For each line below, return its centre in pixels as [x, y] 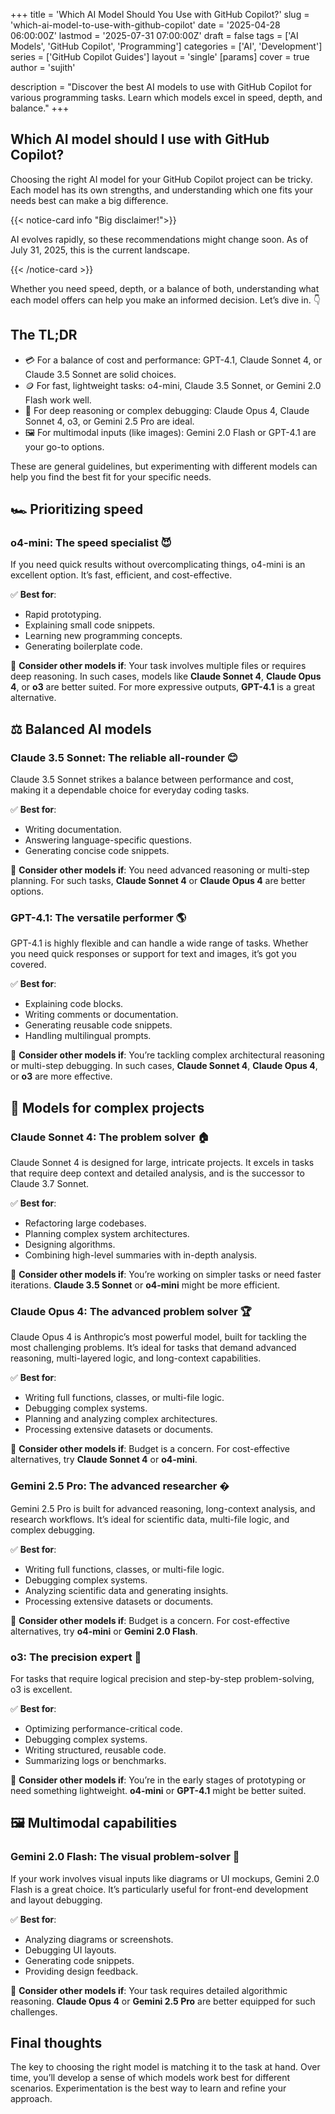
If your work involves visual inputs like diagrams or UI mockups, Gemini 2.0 [165, 1878]
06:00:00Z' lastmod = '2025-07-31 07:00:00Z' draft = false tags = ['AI [154, 35]
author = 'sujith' [43, 67]
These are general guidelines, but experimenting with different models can [164, 466]
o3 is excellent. [41, 1689]
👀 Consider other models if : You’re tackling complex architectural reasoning [167, 1055]
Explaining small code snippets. [90, 625]
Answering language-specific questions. [108, 840]
